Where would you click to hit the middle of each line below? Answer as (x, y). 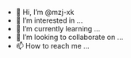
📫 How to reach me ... (52, 46)
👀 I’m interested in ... (49, 20)
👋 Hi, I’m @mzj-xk (45, 12)
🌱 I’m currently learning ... (58, 29)
